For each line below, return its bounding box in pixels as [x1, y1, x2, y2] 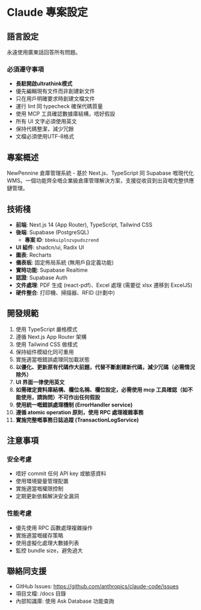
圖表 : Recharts [15, 251, 52, 258]
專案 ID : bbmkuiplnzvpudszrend [24, 236, 99, 243]
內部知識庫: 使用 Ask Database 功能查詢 [15, 597, 114, 605]
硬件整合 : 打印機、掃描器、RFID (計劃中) [15, 289, 116, 296]
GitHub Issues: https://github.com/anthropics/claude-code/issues [15, 582, 179, 589]
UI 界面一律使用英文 [15, 378, 65, 385]
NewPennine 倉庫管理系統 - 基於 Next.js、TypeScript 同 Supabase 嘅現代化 [7, 170, 194, 177]
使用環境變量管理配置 [15, 478, 69, 485]
